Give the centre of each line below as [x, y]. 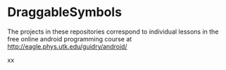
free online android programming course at [70, 38]
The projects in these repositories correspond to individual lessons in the [113, 31]
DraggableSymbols [64, 12]
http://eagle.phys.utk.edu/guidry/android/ [68, 46]
